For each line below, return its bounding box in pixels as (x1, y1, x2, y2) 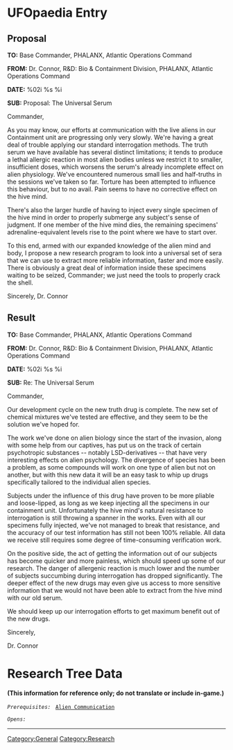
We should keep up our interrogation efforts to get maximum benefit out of (7, 607, 221, 615)
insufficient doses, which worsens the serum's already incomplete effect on (7, 163, 224, 171)
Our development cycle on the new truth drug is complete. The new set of (7, 405, 218, 413)
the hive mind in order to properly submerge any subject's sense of (7, 214, 200, 221)
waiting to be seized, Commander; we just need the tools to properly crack (7, 271, 221, 279)
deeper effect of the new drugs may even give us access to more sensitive (7, 579, 221, 587)
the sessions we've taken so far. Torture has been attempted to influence (7, 177, 216, 186)
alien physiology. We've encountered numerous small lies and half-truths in (7, 170, 222, 178)
